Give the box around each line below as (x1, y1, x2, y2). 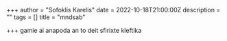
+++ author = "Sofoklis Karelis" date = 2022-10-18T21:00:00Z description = (6, 6, 221, 14)
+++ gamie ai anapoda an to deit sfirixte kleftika (6, 27, 142, 34)
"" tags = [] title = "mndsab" (6, 13, 86, 21)
